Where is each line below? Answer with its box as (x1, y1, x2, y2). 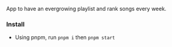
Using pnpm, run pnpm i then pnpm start (14, 34, 115, 41)
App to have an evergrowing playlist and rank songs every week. (6, 5, 167, 12)
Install (6, 20, 25, 28)
